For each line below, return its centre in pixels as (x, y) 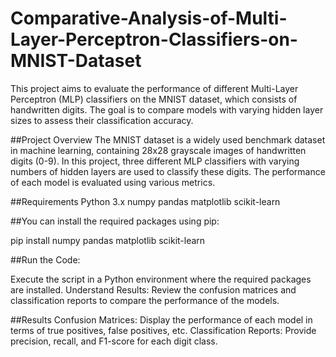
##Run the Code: (45, 259)
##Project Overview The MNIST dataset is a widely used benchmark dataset (168, 139)
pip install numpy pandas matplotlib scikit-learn (108, 240)
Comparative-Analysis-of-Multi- (149, 18)
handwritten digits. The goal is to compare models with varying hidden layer (167, 109)
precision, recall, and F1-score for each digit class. (114, 341)
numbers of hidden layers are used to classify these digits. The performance (168, 171)
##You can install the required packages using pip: (115, 221)
